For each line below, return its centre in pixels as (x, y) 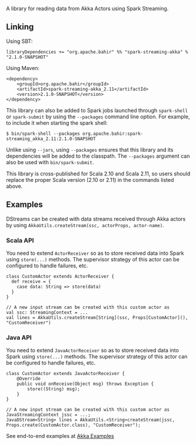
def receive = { (31, 281)
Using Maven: (23, 68)
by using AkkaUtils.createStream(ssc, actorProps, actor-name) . (85, 225)
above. (14, 186)
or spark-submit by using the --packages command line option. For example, (98, 117)
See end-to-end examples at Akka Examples (60, 436)
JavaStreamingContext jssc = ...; (49, 415)
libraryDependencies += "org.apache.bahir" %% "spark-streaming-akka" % (97, 52)
